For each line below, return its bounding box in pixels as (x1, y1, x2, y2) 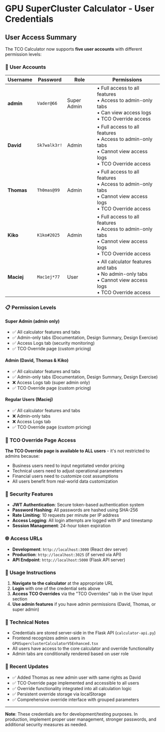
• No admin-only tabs (97, 270, 148, 277)
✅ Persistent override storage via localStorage (12, 691, 107, 697)
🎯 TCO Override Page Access (5, 436, 76, 443)
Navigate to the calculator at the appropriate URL (12, 580, 113, 586)
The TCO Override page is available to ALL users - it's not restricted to (5, 448, 150, 454)
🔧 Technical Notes (5, 619, 50, 626)
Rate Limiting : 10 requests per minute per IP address (12, 512, 119, 518)
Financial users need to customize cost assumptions (12, 473, 119, 479)
